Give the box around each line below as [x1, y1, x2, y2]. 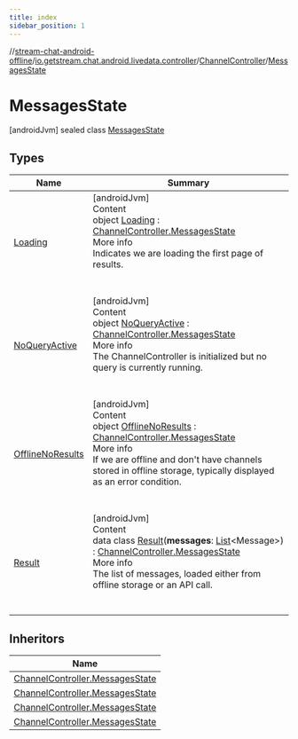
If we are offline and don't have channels [92, 453, 263, 466]
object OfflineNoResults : [92, 421, 197, 433]
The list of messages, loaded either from [92, 568, 262, 580]
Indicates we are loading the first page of [92, 248, 264, 260]
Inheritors [9, 631, 65, 646]
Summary [167, 177, 210, 189]
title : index [9, 12, 58, 22]
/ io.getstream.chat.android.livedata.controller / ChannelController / [32, 55, 269, 66]
